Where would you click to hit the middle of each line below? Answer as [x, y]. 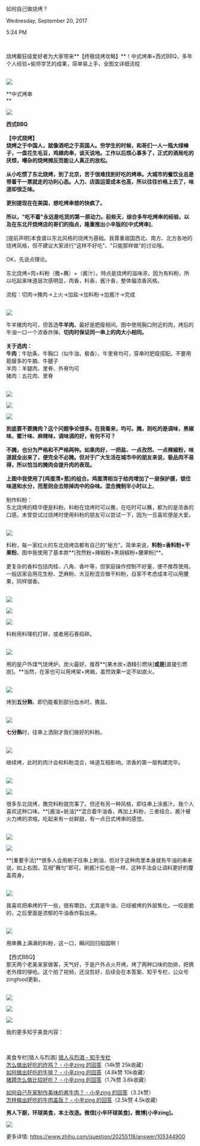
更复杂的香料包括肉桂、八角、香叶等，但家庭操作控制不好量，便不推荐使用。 [100, 566]
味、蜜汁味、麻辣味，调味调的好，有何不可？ [61, 436]
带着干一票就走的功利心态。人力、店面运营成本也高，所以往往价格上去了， [97, 182]
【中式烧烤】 [22, 138]
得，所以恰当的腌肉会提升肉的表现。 [51, 465]
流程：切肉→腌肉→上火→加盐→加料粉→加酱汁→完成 [71, 294]
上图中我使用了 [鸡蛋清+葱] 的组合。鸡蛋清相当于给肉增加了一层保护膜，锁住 [99, 479]
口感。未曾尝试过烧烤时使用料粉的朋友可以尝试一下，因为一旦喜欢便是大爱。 [100, 515]
